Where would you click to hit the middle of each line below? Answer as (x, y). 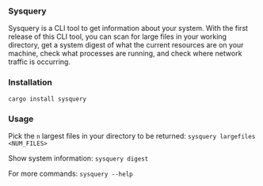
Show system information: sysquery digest (78, 158)
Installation (30, 82)
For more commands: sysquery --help (71, 173)
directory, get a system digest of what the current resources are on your (126, 45)
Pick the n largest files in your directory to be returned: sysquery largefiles (132, 135)
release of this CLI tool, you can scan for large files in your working (118, 36)
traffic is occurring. (40, 62)
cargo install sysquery (48, 99)
